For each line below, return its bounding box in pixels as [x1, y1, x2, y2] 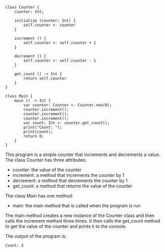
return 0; [23, 134, 44, 139]
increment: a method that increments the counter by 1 [12, 172, 125, 178]
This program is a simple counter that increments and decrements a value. [5, 151, 160, 157]
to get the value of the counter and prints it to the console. [5, 224, 127, 229]
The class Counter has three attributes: [5, 157, 87, 163]
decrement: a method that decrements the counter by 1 [12, 178, 128, 183]
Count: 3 [5, 243, 24, 248]
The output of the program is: [5, 233, 67, 239]
